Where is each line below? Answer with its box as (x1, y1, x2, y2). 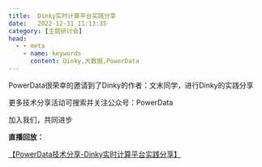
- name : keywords (23, 49, 82, 58)
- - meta (15, 42, 45, 50)
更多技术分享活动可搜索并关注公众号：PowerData (8, 97, 174, 107)
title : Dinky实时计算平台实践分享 (8, 11, 116, 20)
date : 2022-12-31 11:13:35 (8, 19, 107, 28)
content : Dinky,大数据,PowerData (29, 58, 140, 66)
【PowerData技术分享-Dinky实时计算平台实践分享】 (8, 149, 182, 159)
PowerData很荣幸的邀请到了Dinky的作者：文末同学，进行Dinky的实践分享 (8, 80, 254, 90)
